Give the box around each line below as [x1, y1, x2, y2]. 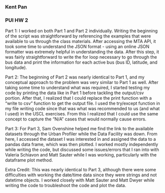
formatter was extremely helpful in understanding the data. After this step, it [5, 49, 159, 55]
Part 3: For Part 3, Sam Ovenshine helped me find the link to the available [5, 126, 154, 132]
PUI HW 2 [5, 16, 29, 23]
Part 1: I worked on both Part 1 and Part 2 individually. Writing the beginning [5, 28, 158, 34]
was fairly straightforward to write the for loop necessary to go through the [5, 54, 157, 60]
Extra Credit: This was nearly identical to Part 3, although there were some [5, 167, 157, 173]
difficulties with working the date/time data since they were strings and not [5, 172, 157, 178]
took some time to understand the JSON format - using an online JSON [5, 43, 150, 50]
